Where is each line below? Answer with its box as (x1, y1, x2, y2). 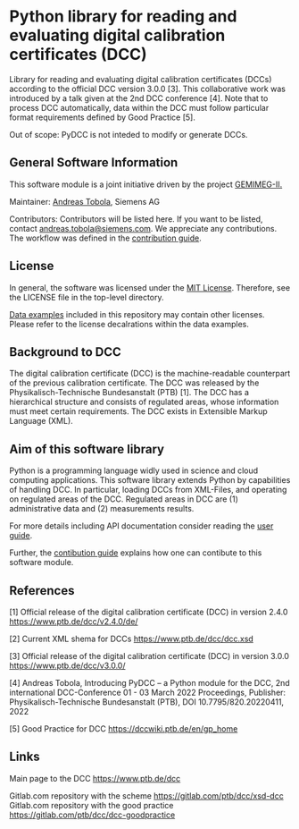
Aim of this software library (9, 441, 165, 457)
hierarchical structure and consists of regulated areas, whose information (9, 396, 279, 408)
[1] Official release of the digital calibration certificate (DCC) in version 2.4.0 (9, 606, 288, 617)
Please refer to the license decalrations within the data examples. (9, 318, 250, 329)
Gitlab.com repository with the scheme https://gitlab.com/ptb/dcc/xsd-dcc (9, 790, 284, 801)
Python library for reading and (9, 6, 237, 27)
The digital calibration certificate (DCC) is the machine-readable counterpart (9, 368, 291, 379)
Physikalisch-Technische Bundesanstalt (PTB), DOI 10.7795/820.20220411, (9, 697, 284, 707)
